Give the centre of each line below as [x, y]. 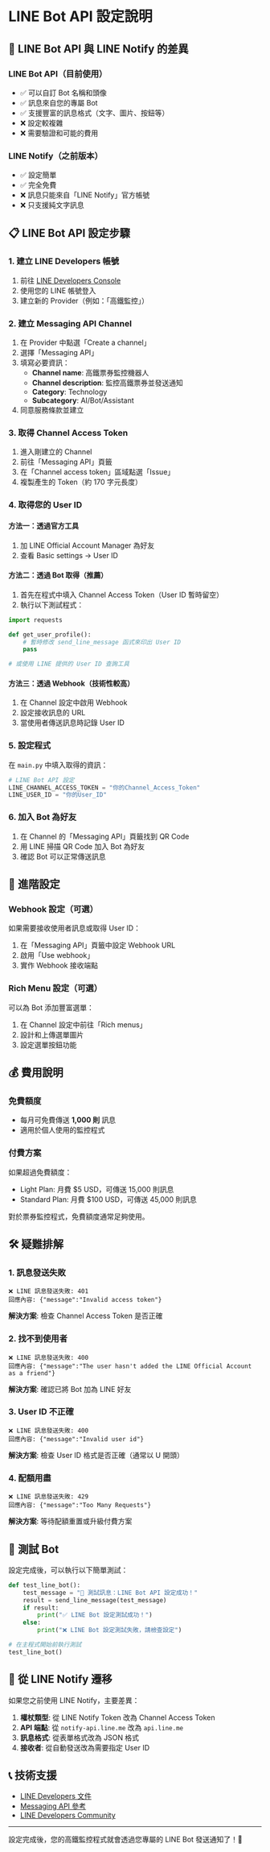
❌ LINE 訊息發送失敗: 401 [49, 1291]
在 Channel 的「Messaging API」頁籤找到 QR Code [104, 836]
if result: [41, 1608]
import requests [35, 620]
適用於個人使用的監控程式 [62, 1130]
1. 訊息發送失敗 [37, 1272]
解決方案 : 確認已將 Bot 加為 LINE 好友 [70, 1389]
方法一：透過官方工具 [43, 525]
